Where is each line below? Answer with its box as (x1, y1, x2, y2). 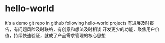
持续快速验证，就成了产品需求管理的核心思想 (13, 32, 106, 38)
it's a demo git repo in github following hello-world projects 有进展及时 (5, 20, 150, 26)
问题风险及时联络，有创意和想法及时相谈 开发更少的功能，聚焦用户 (18, 26, 155, 32)
